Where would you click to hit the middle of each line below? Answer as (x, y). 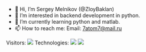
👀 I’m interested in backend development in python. (77, 15)
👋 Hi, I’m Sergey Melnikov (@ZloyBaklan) (64, 9)
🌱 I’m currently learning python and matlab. (67, 22)
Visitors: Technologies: (38, 43)
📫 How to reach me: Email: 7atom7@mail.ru (68, 28)
